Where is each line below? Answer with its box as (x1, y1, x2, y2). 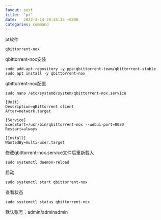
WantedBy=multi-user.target (5, 140, 65, 145)
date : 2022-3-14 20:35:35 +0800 (5, 17, 79, 22)
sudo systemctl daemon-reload (5, 160, 70, 165)
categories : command (5, 21, 49, 27)
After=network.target (5, 108, 51, 114)
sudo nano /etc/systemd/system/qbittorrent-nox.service (5, 91, 126, 96)
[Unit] (5, 100, 19, 105)
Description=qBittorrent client (5, 104, 74, 109)
